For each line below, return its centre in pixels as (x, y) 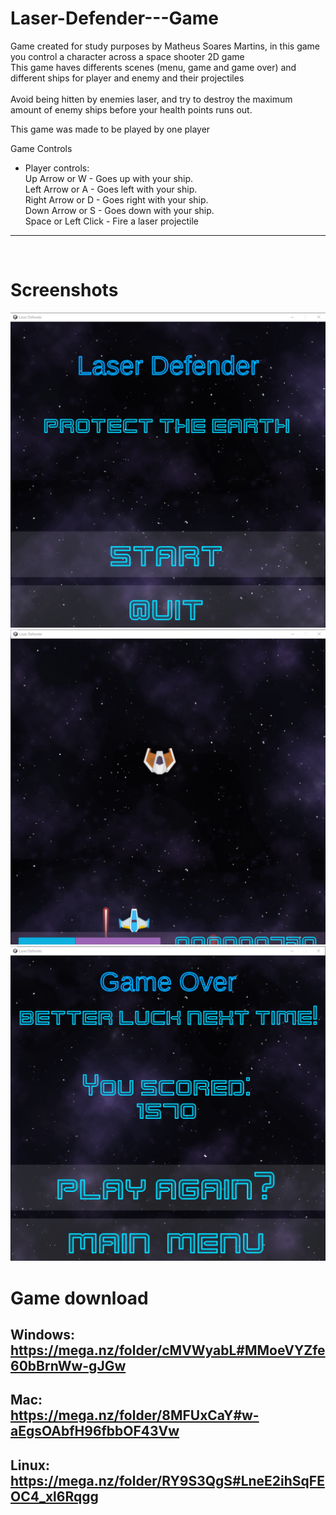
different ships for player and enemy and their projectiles (127, 78)
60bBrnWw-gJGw (68, 1365)
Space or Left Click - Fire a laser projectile (112, 221)
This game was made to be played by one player (110, 129)
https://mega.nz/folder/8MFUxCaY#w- (135, 1415)
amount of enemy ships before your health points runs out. (131, 109)
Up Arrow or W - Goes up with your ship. (109, 178)
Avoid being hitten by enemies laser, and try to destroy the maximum (151, 99)
